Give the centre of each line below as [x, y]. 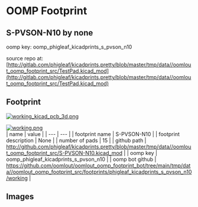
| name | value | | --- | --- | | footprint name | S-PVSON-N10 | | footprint [93, 134]
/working [17, 178]
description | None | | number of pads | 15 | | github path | [76, 140]
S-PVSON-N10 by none [50, 33]
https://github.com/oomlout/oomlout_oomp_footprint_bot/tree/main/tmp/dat [98, 165]
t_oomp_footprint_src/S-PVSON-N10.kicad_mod [64, 153]
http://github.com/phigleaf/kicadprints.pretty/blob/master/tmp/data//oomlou [99, 147]
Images [20, 197]
